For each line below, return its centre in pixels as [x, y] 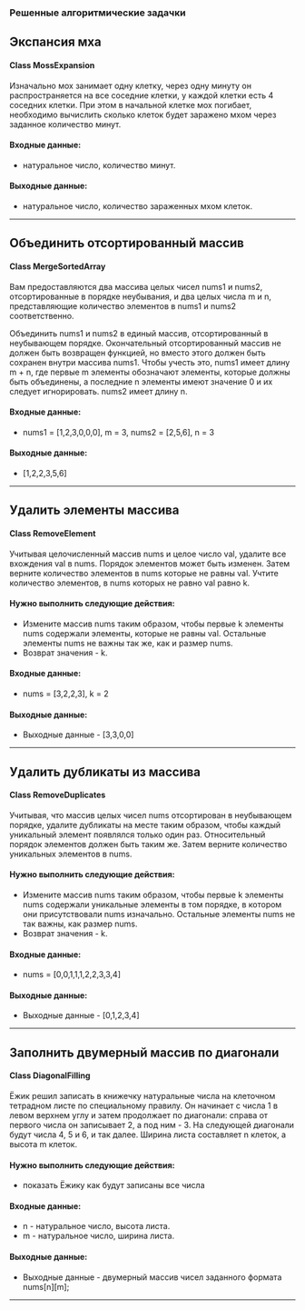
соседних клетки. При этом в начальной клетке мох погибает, [131, 105]
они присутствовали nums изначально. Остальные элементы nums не [159, 914]
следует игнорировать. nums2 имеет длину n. [98, 391]
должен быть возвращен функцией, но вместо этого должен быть [138, 353]
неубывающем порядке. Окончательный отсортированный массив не [145, 343]
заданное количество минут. [65, 124]
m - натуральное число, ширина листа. [98, 1236]
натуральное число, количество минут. [99, 165]
